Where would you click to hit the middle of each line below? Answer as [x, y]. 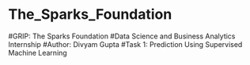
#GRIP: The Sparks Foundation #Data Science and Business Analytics [122, 36]
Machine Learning [38, 52]
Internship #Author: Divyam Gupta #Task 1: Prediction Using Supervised [125, 44]
